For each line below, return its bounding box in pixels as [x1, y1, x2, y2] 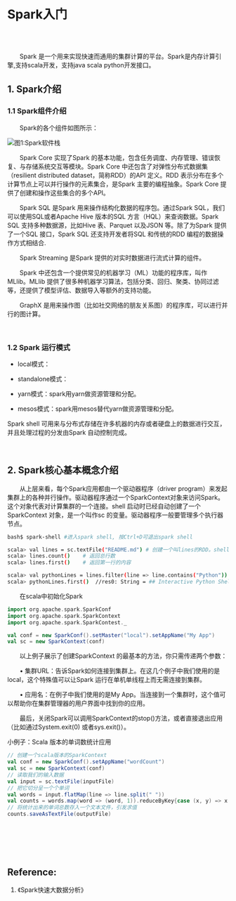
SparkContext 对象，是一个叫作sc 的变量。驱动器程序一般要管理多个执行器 [7, 511, 223, 519]
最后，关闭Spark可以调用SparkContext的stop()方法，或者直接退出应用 [20, 714, 223, 723]
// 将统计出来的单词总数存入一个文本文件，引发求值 [7, 804, 137, 811]
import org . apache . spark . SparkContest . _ [7, 619, 128, 626]
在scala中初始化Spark [20, 591, 83, 600]
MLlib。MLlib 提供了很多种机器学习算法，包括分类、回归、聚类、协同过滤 [7, 277, 219, 285]
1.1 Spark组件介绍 [7, 106, 67, 116]
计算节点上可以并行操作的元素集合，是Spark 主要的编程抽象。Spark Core [7, 180, 219, 188]
